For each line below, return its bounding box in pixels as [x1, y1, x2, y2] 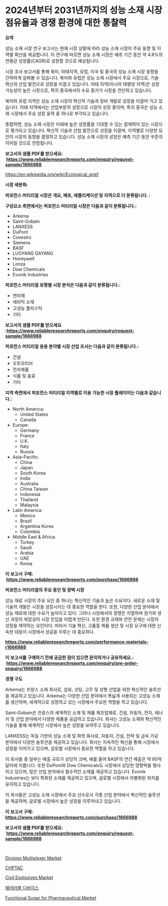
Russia [20, 448, 34, 454]
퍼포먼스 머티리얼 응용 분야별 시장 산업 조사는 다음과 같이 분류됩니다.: [5, 343, 139, 349]
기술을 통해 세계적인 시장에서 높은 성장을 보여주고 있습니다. [5, 722, 120, 728]
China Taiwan [20, 486, 49, 492]
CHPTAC [5, 864, 24, 870]
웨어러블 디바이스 [5, 884, 39, 890]
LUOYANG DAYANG [12, 250, 54, 256]
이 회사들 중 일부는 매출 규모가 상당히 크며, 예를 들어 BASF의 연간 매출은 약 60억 [5, 756, 162, 762]
